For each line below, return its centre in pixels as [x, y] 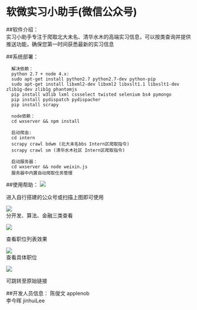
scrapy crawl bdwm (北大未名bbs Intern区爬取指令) [71, 144]
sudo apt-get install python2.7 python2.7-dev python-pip [84, 79]
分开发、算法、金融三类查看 [40, 215]
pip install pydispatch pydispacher [56, 100]
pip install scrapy [35, 105]
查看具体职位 [21, 257]
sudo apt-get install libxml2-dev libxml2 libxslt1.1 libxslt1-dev [96, 84]
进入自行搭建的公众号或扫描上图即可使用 [55, 197]
